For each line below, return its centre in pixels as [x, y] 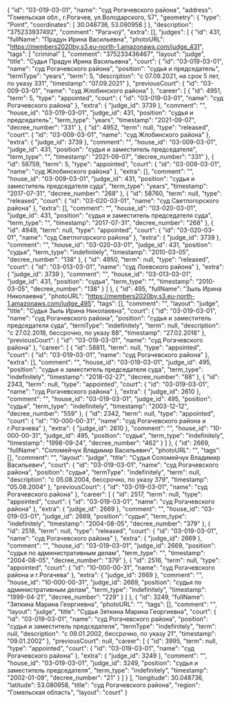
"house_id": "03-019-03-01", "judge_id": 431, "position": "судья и [100, 113]
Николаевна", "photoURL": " [48, 296]
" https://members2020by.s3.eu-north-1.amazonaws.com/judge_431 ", [106, 47]
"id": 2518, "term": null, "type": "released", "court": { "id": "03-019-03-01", [112, 531]
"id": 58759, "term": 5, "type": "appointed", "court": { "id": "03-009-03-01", [114, 164]
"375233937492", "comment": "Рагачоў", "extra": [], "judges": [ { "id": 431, [114, 32]
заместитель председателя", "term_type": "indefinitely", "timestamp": [108, 670]
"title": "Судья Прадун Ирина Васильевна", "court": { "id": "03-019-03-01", [115, 61]
